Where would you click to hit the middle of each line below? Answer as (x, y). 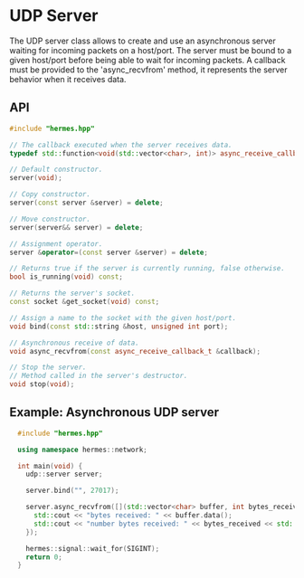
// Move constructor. (50, 219)
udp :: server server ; (64, 474)
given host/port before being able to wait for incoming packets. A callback (147, 60)
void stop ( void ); (42, 384)
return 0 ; (44, 557)
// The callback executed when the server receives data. (121, 145)
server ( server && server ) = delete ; (76, 227)
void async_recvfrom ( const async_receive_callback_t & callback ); (135, 351)
